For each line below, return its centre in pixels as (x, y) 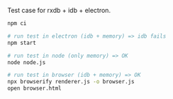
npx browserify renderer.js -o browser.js (71, 82)
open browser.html (34, 88)
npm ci (17, 24)
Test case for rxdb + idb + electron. (59, 10)
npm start (22, 43)
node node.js (27, 62)
